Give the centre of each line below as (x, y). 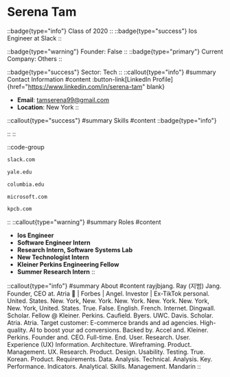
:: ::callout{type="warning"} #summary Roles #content (84, 222)
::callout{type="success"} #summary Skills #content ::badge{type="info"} (112, 120)
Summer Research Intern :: (56, 272)
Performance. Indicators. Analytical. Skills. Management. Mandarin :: (104, 367)
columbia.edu (26, 184)
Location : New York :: (48, 107)
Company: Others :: (35, 58)
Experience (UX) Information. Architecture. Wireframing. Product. (100, 345)
